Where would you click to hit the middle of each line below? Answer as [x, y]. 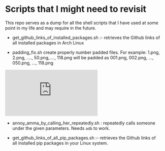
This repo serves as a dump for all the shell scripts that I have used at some [82, 23]
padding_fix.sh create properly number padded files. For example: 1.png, [86, 52]
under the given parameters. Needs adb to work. [61, 128]
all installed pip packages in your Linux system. [60, 143]
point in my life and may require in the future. [51, 28]
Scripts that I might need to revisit [76, 9]
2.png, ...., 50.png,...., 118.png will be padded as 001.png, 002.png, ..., [83, 57]
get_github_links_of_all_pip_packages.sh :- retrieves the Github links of [84, 138]
